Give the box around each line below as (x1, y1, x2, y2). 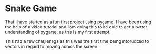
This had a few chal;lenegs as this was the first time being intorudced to (5, 38, 149, 44)
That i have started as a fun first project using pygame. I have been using (5, 19, 152, 25)
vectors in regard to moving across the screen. (5, 43, 99, 49)
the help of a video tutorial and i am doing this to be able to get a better (5, 24, 147, 29)
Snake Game (5, 3, 57, 14)
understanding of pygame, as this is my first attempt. (5, 29, 111, 35)
